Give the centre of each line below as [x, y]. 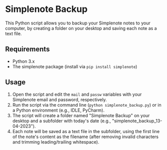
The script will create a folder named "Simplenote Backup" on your [81, 115]
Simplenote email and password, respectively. [60, 99]
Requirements [27, 49]
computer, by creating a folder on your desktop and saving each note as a [81, 28]
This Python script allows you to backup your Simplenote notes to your [78, 23]
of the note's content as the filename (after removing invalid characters [85, 137]
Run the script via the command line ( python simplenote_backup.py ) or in [87, 105]
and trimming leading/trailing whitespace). [56, 142]
